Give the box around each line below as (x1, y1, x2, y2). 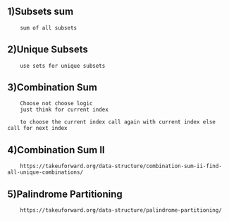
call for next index (7, 125, 68, 132)
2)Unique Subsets (7, 44, 88, 56)
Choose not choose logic (20, 100, 93, 107)
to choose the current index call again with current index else (20, 119, 216, 126)
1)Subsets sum (7, 6, 74, 18)
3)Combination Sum (7, 81, 97, 94)
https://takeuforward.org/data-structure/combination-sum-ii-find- (20, 162, 222, 170)
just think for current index (20, 106, 109, 114)
